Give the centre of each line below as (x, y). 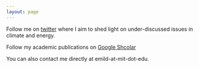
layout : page (23, 12)
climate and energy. (31, 35)
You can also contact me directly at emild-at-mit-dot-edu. (78, 58)
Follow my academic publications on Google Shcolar (71, 47)
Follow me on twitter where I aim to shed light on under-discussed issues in (100, 29)
